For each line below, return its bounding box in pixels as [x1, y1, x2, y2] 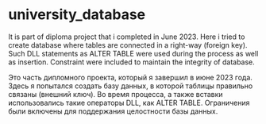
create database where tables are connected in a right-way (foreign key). [8, 40, 248, 49]
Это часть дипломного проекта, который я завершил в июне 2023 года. [8, 72, 253, 82]
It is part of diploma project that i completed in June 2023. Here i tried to [8, 32, 245, 41]
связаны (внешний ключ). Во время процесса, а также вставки [8, 89, 224, 99]
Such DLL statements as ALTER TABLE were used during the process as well [8, 48, 259, 58]
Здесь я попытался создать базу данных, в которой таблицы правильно [8, 81, 253, 91]
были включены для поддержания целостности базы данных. [8, 106, 218, 116]
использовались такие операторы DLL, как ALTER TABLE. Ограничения [8, 98, 250, 107]
